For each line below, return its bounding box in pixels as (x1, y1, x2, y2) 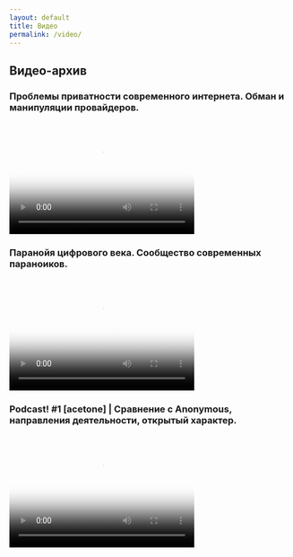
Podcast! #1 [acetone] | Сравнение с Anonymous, (9, 403, 233, 415)
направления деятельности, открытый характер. (9, 414, 237, 427)
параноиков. (9, 257, 68, 270)
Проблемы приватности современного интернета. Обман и (9, 90, 285, 102)
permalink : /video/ (9, 30, 82, 39)
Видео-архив (9, 63, 88, 78)
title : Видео (9, 22, 58, 30)
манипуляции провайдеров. (9, 100, 140, 113)
